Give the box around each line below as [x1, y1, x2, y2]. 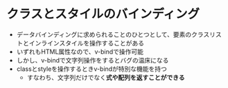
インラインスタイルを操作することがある [28, 38, 145, 47]
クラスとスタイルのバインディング [6, 6, 200, 22]
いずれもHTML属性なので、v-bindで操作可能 [16, 47, 143, 56]
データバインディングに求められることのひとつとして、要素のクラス [16, 30, 210, 38]
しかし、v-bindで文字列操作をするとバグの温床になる [16, 56, 169, 64]
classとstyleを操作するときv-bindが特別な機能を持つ [16, 65, 168, 73]
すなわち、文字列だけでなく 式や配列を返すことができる [26, 73, 185, 81]
